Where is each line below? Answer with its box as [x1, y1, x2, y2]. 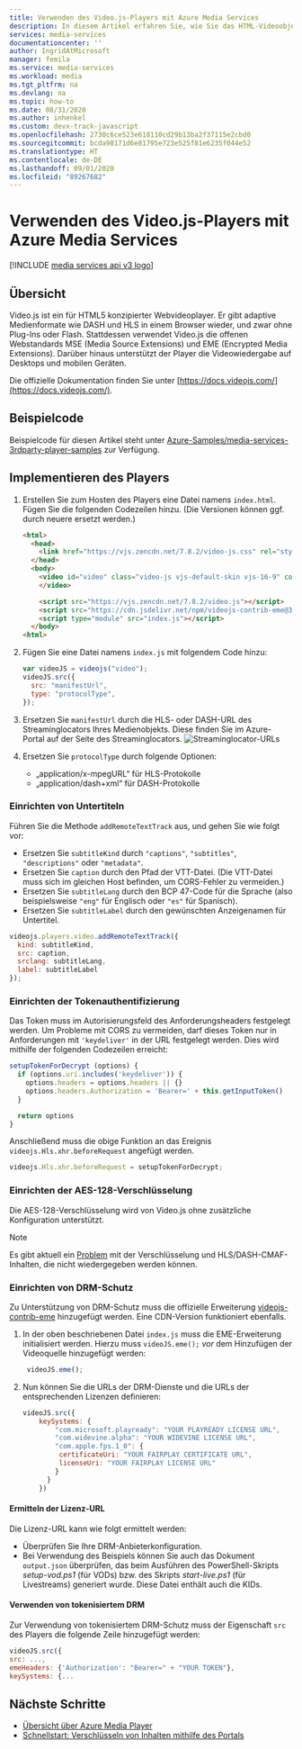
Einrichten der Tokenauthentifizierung [9, 995, 180, 1007]
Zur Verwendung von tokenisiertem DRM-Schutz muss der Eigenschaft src [9, 1619, 286, 1630]
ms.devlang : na [9, 88, 67, 97]
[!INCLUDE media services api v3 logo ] [9, 260, 155, 271]
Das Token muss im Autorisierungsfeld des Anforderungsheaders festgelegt [9, 1015, 291, 1026]
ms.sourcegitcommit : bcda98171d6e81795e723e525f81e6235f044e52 [9, 139, 252, 148]
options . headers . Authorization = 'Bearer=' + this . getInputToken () [25, 1086, 283, 1095]
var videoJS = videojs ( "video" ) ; [22, 664, 148, 673]
